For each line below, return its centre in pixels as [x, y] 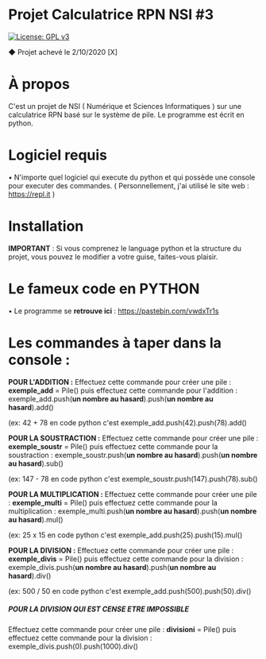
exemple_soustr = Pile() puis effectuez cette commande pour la [113, 446]
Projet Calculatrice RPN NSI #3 [111, 15]
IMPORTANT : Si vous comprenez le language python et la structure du [125, 248]
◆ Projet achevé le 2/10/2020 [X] [63, 52]
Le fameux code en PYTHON [104, 289]
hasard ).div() [30, 576]
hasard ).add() [31, 407]
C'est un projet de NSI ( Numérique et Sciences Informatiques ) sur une [125, 106]
